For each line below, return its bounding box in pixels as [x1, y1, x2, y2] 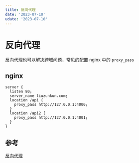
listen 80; [9, 89, 32, 94]
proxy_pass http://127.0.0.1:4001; [14, 115, 88, 120]
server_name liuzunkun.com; [9, 93, 68, 98]
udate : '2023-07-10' [5, 16, 48, 21]
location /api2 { [9, 111, 46, 116]
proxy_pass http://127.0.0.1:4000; [14, 102, 88, 107]
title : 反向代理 [5, 7, 36, 12]
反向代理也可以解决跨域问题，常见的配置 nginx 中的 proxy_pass [5, 57, 135, 63]
